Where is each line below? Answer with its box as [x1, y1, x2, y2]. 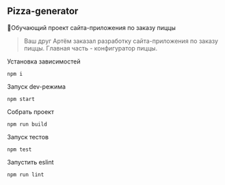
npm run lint [7, 171, 44, 178]
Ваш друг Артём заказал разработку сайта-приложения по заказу [23, 37, 219, 45]
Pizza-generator [7, 5, 79, 17]
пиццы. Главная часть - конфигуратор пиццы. [23, 44, 158, 52]
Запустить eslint [7, 158, 54, 166]
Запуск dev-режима [7, 82, 66, 91]
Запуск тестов [7, 132, 49, 141]
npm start [7, 96, 36, 102]
